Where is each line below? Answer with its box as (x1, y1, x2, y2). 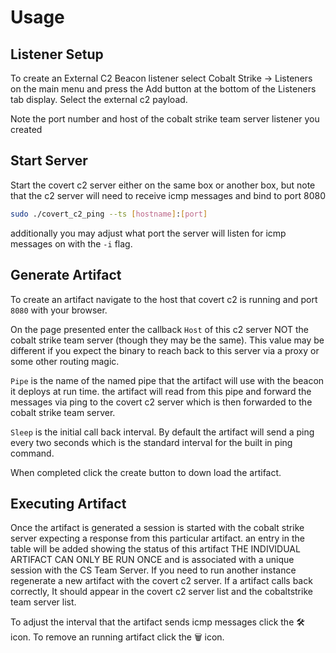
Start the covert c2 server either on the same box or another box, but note (10, 179, 316, 191)
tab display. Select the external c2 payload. (10, 94, 188, 105)
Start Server (10, 152, 88, 170)
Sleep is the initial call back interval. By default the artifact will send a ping (10, 426, 315, 438)
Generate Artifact (10, 267, 122, 284)
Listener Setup (10, 46, 104, 63)
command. (10, 447, 55, 459)
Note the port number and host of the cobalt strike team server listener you (10, 113, 320, 125)
